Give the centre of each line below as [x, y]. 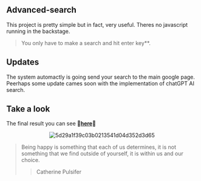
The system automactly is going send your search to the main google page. [101, 77]
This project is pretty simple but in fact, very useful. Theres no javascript [97, 24]
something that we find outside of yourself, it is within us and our [102, 154]
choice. [31, 160]
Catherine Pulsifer [59, 172]
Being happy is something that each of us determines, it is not [98, 147]
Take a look [28, 109]
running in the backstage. [38, 31]
